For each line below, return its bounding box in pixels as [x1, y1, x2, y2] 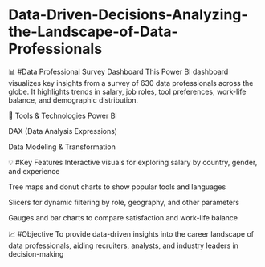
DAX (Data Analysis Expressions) [8, 126, 118, 136]
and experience [8, 166, 60, 176]
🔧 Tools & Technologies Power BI [8, 111, 118, 120]
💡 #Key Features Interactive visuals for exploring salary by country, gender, [8, 157, 258, 167]
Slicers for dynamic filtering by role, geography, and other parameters [8, 197, 239, 207]
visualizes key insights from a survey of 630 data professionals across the [8, 78, 254, 87]
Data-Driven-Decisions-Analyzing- [8, 6, 248, 24]
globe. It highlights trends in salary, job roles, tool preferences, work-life [8, 87, 247, 96]
